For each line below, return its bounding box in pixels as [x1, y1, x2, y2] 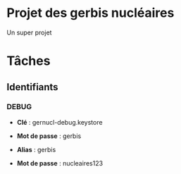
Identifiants [6, 81, 58, 93]
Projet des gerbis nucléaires [6, 5, 175, 21]
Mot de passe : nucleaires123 [16, 159, 104, 167]
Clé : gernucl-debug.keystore [16, 118, 103, 126]
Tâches [6, 53, 51, 69]
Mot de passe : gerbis [16, 132, 82, 140]
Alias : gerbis [16, 145, 56, 154]
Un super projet [6, 28, 52, 37]
